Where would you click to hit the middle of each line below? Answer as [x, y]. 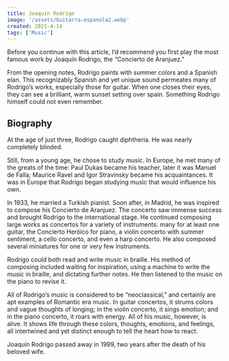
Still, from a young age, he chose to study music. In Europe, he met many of [114, 160]
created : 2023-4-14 [35, 26]
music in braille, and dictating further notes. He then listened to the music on [115, 274]
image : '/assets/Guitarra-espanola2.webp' [68, 20]
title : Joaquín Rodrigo [41, 13]
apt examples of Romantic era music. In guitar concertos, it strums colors [110, 302]
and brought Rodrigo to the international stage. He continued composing [109, 217]
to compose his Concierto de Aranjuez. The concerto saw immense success [114, 210]
